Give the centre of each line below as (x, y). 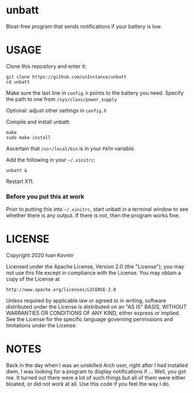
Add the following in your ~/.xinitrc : (51, 160)
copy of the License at (33, 279)
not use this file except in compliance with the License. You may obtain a (93, 273)
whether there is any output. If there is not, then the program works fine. (93, 216)
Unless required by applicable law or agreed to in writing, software (86, 301)
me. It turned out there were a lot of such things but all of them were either (96, 378)
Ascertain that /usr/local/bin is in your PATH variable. (71, 148)
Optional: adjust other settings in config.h (56, 110)
